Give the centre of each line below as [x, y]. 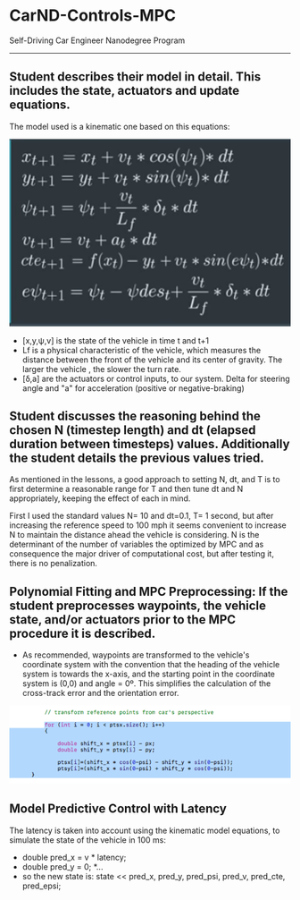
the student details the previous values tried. [137, 458]
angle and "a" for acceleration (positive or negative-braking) [133, 388]
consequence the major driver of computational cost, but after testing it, [142, 554]
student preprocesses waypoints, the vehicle [137, 605]
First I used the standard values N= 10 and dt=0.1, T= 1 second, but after [142, 516]
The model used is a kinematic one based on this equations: [120, 126]
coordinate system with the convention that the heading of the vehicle [151, 665]
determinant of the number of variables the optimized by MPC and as [137, 544]
